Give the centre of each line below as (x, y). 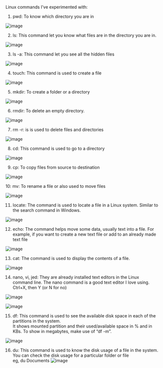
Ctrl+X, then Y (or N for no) (40, 287)
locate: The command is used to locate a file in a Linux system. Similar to (85, 205)
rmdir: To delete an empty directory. (49, 111)
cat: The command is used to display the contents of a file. (71, 258)
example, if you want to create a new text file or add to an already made (84, 234)
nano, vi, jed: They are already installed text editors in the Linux (76, 277)
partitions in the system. (37, 321)
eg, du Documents (31, 360)
